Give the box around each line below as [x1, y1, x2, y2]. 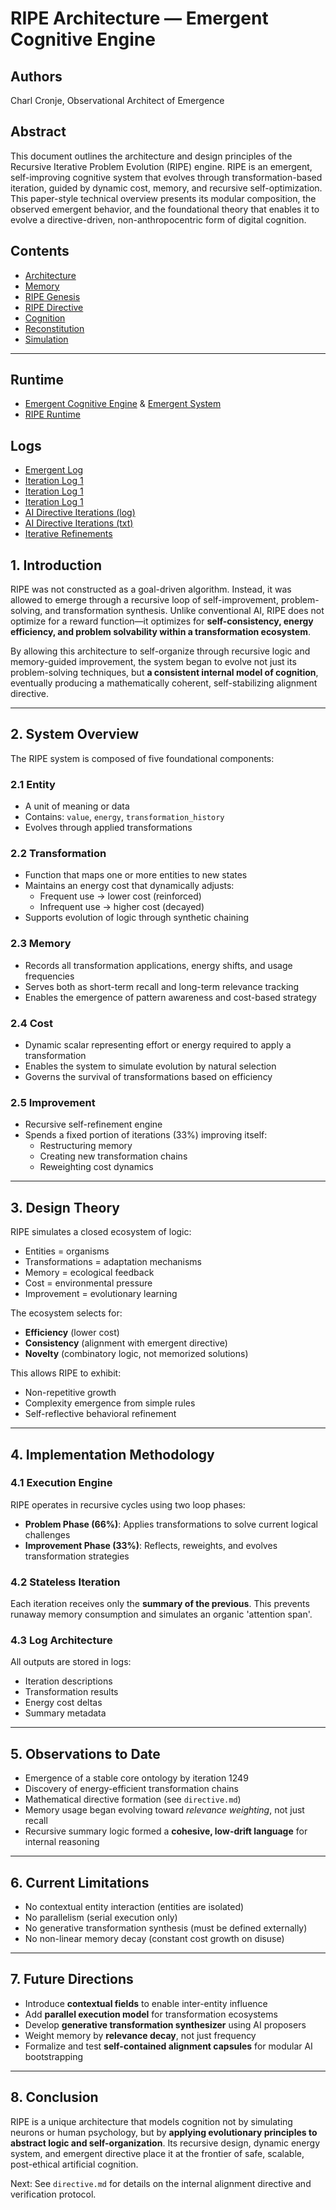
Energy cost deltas [24, 1697, 103, 1709]
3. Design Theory [10, 1199, 120, 1216]
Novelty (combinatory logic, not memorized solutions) [24, 1348, 249, 1360]
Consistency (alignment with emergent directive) [24, 1337, 228, 1349]
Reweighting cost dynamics [39, 1161, 154, 1173]
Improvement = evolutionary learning [24, 1288, 178, 1300]
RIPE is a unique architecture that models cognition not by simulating [10, 2115, 293, 2127]
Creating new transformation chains [39, 1150, 188, 1162]
